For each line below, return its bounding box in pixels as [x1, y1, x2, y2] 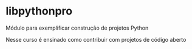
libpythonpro [5, 4, 73, 18]
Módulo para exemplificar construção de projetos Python [5, 24, 149, 31]
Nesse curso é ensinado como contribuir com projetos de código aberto [5, 36, 187, 43]
